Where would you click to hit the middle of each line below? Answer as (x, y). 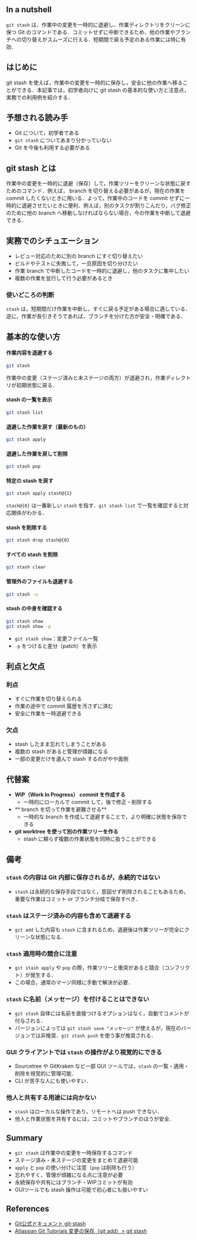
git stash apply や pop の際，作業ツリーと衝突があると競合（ (89, 968)
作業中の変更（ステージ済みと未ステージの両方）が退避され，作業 (86, 378)
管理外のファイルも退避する (40, 581)
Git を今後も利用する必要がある (52, 148)
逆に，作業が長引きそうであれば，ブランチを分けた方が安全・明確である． (96, 316)
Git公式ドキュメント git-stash (50, 1223)
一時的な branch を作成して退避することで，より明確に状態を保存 (103, 817)
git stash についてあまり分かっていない (63, 140)
